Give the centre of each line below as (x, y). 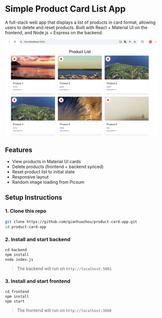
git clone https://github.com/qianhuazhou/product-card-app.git (71, 222)
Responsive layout (30, 177)
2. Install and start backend (38, 239)
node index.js (19, 259)
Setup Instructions (34, 197)
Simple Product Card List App (65, 9)
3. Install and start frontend (38, 281)
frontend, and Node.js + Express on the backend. (54, 32)
